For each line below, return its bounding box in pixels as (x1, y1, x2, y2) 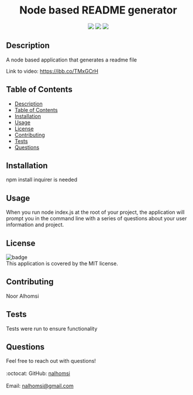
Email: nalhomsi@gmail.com (6, 382, 74, 390)
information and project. (6, 221, 64, 229)
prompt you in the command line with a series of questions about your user (6, 215, 187, 222)
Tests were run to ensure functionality (6, 325, 98, 332)
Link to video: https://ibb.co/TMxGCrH (6, 67, 98, 74)
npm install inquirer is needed (6, 176, 78, 183)
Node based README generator (19, 4, 177, 17)
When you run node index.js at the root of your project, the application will (6, 209, 185, 216)
